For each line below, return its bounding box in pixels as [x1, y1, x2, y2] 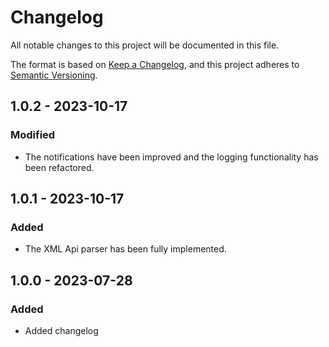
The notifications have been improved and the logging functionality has [24, 151, 319, 163]
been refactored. [24, 161, 95, 173]
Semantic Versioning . [10, 69, 98, 81]
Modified [10, 128, 56, 142]
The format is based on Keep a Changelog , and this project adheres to [10, 58, 300, 70]
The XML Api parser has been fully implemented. [24, 243, 227, 255]
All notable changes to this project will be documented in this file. [10, 39, 280, 51]
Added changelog [24, 325, 99, 336]
